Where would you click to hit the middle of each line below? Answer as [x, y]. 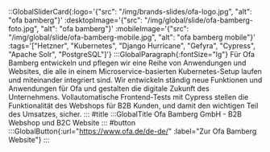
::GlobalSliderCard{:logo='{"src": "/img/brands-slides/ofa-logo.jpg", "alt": [130, 12]
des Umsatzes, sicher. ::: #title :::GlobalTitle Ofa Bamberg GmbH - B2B [125, 114]
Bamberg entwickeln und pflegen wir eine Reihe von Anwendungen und [127, 63]
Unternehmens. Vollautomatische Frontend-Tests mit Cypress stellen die [129, 97]
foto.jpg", [23, 29]
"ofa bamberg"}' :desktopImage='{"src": [75, 20]
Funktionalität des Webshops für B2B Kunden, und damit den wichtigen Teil [133, 105]
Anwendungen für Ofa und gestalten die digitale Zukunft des [109, 88]
